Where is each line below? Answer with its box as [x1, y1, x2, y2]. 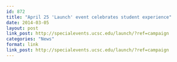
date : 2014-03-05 [6, 19, 49, 25]
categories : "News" [6, 36, 55, 42]
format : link [6, 42, 39, 48]
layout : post [6, 25, 39, 31]
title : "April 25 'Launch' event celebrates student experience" [6, 14, 172, 20]
